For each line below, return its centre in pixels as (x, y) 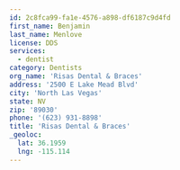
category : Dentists (46, 68)
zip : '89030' (34, 110)
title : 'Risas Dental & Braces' (70, 127)
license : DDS (34, 43)
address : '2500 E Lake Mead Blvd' (74, 85)
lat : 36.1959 (42, 143)
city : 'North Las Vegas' (56, 93)
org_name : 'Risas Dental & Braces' (76, 76)
